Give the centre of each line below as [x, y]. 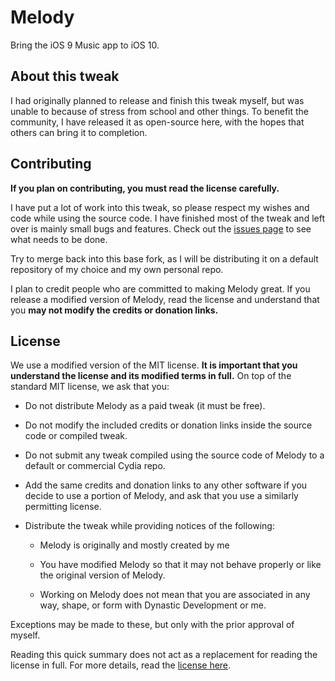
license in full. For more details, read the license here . [121, 665]
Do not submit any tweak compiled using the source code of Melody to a [174, 455]
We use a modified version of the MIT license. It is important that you [154, 365]
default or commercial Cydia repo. [95, 466]
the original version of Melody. [102, 575]
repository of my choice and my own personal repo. [117, 269]
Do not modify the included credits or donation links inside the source [168, 425]
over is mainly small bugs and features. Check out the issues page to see [161, 228]
